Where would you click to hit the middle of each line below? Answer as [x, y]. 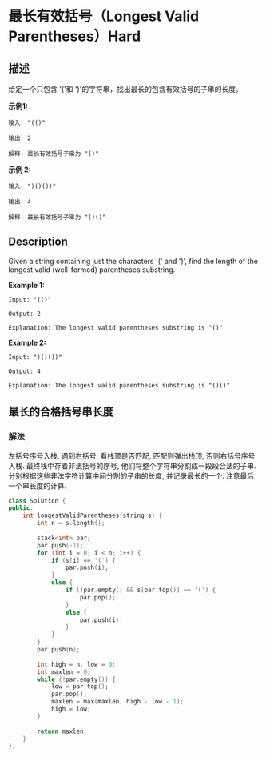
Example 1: [27, 285]
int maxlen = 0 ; [64, 672]
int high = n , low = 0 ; [76, 664]
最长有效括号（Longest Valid [104, 16]
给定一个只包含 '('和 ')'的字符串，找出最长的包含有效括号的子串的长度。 [125, 89]
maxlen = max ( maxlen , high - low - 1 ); [117, 702]
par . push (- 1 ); [60, 545]
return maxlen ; [62, 731]
